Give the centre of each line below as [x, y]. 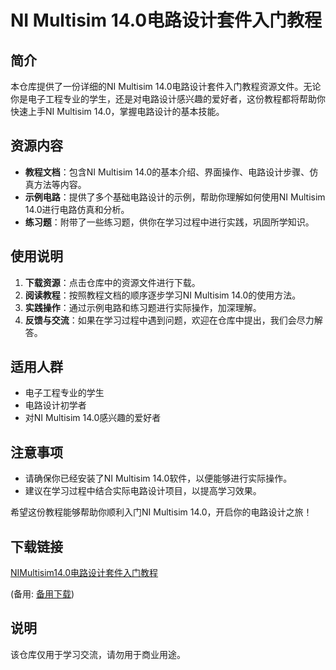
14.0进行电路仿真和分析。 [77, 209]
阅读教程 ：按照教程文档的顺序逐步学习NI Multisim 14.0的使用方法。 [163, 295]
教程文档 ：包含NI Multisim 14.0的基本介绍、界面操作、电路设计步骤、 [167, 172]
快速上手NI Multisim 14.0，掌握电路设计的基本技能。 [117, 111]
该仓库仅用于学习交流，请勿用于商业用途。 [98, 654]
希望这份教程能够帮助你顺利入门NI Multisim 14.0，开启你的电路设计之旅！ [161, 512]
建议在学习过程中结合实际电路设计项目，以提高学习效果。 [143, 491]
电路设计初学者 [55, 405]
